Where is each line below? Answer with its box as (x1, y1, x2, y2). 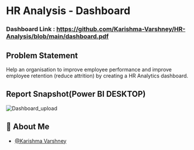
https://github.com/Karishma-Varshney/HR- (56, 25, 186, 33)
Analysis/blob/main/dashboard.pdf (6, 32, 109, 40)
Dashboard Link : (6, 25, 56, 33)
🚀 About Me (6, 122, 50, 132)
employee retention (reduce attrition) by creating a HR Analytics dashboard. (6, 72, 189, 79)
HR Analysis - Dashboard (6, 4, 130, 18)
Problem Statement (6, 50, 78, 60)
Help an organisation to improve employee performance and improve (6, 66, 172, 73)
